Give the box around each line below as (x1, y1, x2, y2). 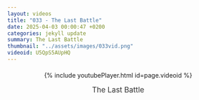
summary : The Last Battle (7, 36, 83, 43)
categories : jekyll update (7, 29, 86, 37)
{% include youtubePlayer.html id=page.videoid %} (44, 71, 193, 79)
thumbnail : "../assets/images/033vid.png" (7, 43, 134, 50)
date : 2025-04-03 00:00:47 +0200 (7, 23, 105, 30)
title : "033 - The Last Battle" (7, 17, 102, 24)
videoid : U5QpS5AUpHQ (7, 50, 71, 57)
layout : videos (7, 10, 52, 17)
